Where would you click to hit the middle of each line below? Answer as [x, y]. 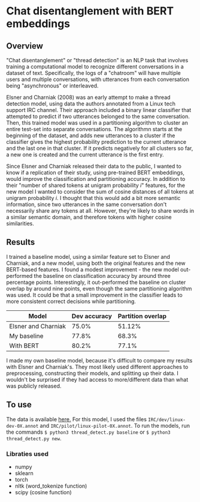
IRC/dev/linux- [166, 420]
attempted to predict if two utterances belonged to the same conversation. [98, 116]
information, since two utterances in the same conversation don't [87, 204]
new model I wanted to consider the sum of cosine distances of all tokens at [100, 192]
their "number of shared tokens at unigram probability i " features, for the [96, 185]
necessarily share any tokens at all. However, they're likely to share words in [100, 211]
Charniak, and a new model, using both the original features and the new [96, 263]
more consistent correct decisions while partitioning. [71, 301]
